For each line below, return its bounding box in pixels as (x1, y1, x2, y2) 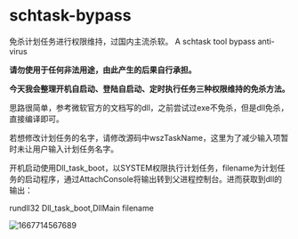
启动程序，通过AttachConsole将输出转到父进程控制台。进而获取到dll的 (24, 173, 283, 184)
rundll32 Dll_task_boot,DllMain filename (9, 202, 154, 213)
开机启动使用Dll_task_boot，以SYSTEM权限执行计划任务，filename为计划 (9, 162, 278, 173)
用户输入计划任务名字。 (32, 144, 118, 154)
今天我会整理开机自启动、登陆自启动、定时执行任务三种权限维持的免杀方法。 (9, 83, 290, 94)
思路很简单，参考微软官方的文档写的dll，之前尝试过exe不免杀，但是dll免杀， (9, 102, 289, 112)
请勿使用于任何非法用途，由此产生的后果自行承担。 (9, 64, 197, 75)
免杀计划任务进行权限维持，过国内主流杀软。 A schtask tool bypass (9, 36, 256, 46)
